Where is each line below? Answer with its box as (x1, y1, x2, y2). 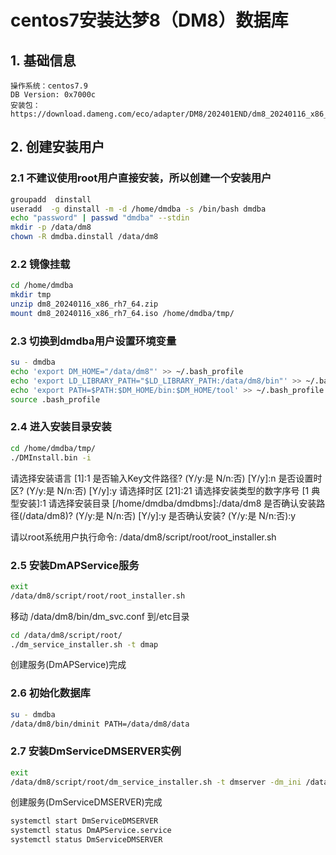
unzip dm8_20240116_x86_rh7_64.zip (10, 299, 159, 310)
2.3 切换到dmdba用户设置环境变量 (10, 334, 177, 348)
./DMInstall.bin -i (10, 452, 92, 463)
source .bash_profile (10, 394, 101, 405)
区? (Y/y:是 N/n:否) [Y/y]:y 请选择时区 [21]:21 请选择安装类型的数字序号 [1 (10, 484, 310, 496)
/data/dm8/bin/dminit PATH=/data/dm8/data (10, 719, 190, 729)
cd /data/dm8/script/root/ (10, 630, 123, 640)
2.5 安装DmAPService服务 (10, 558, 140, 572)
